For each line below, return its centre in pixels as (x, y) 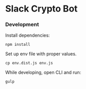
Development (22, 25)
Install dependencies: (28, 35)
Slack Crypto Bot (41, 9)
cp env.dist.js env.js (29, 63)
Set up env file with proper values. (41, 54)
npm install (18, 45)
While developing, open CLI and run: (43, 72)
